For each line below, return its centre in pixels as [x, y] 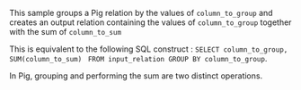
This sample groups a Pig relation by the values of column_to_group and [141, 13]
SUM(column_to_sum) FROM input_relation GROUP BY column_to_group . [138, 58]
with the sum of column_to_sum [66, 32]
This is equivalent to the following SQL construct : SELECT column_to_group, [149, 49]
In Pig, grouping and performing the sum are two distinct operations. [136, 76]
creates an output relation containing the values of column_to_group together [150, 22]
